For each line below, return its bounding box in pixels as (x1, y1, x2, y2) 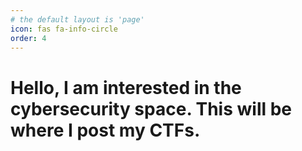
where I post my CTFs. (10, 119, 201, 141)
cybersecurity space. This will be (10, 97, 293, 120)
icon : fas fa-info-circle (10, 24, 118, 34)
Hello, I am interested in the (10, 76, 242, 99)
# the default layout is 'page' (10, 14, 145, 25)
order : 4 (10, 33, 47, 43)
